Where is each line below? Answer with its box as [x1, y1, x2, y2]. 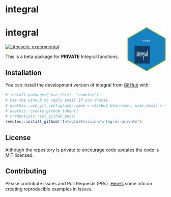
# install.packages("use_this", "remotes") [5, 92, 99, 97]
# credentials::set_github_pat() [5, 114, 76, 119]
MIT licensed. [5, 152, 34, 158]
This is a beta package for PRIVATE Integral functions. [5, 53, 119, 60]
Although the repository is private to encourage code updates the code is [5, 147, 159, 153]
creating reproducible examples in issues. [5, 186, 93, 192]
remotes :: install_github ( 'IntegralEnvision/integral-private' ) [5, 119, 142, 124]
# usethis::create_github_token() [5, 108, 79, 114]
